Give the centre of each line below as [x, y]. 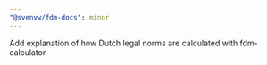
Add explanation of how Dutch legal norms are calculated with [124, 43]
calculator [28, 52]
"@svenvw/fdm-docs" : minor [59, 17]
